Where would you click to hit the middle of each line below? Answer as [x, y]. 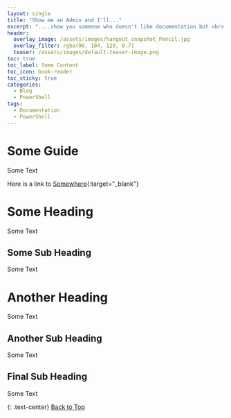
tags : [15, 104]
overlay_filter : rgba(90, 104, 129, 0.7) [74, 46]
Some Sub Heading [49, 253]
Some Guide [43, 151]
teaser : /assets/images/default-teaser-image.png [86, 53]
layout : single [29, 14]
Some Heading [50, 211]
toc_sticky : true [32, 78]
